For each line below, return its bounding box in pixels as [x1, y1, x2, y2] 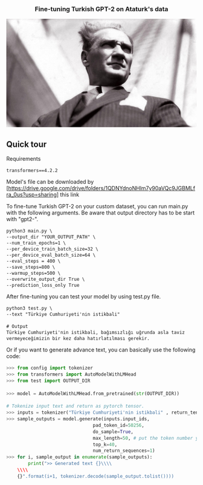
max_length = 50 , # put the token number [92, 435, 193, 441]
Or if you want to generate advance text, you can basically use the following [6, 346, 196, 353]
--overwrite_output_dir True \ [6, 277, 85, 283]
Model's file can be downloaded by [6, 178, 94, 185]
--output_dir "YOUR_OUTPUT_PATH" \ [6, 234, 96, 240]
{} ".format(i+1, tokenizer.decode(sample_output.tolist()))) [17, 473, 174, 479]
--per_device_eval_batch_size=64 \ [6, 252, 96, 259]
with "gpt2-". [6, 216, 39, 223]
